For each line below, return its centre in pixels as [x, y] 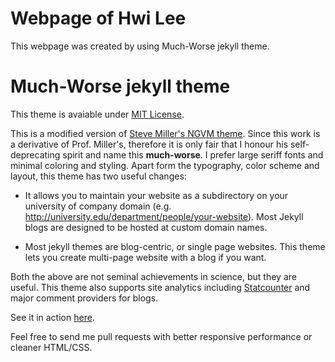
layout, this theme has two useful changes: [98, 176]
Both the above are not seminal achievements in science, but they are [153, 276]
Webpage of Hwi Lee [98, 18]
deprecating [35, 154]
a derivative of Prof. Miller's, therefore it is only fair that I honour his [149, 144]
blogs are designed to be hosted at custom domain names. [146, 227]
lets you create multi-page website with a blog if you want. [145, 257]
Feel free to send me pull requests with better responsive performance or [161, 336]
